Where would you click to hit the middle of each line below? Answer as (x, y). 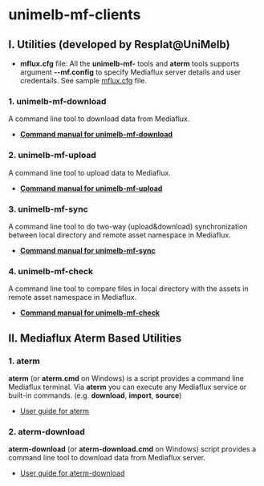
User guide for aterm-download (72, 473)
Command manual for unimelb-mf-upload (91, 188)
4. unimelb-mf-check (51, 271)
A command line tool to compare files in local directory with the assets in (128, 289)
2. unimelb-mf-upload (52, 156)
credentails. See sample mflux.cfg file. (83, 81)
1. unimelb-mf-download (57, 101)
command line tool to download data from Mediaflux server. (107, 458)
